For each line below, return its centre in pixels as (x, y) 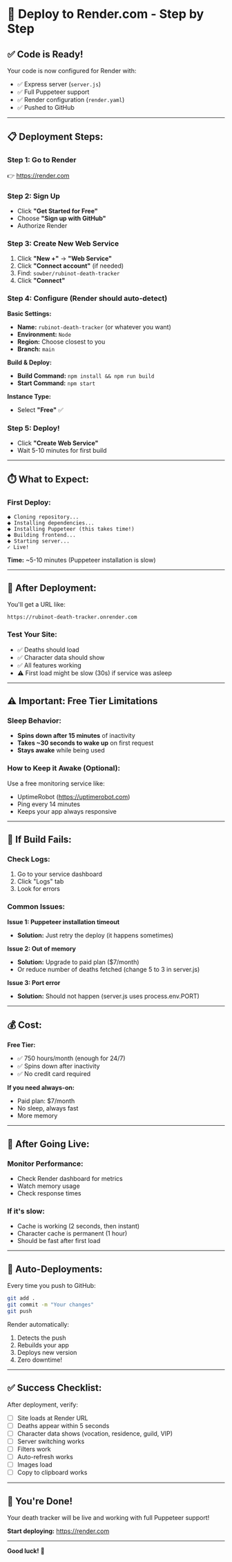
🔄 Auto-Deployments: (55, 1269)
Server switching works (51, 1441)
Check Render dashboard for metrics (70, 1179)
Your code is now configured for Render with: (72, 71)
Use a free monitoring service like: (56, 783)
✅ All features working (49, 665)
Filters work (34, 1449)
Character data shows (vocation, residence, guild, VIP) (95, 1433)
